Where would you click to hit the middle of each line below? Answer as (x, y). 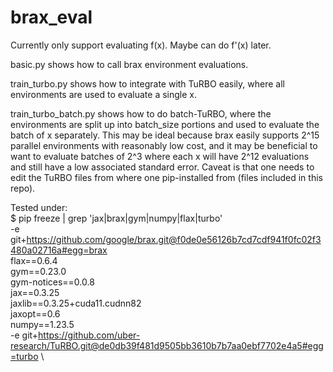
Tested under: (39, 207)
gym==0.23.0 (38, 271)
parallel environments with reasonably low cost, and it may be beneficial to (164, 145)
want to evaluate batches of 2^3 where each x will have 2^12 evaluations (160, 156)
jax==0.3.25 (35, 292)
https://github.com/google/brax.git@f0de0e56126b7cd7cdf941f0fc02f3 (174, 239)
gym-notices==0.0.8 (52, 282)
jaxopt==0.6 (35, 313)
